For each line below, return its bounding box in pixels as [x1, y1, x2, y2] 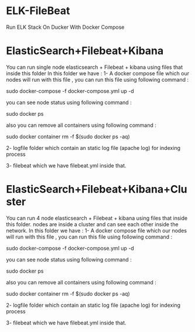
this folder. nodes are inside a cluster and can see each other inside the [6, 220, 179, 227]
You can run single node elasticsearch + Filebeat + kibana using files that [6, 63, 183, 71]
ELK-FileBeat [6, 4, 70, 18]
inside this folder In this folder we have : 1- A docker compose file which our [6, 69, 189, 77]
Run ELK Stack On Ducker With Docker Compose [6, 24, 125, 31]
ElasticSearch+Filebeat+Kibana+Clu [6, 183, 187, 196]
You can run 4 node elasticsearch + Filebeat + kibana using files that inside [6, 214, 188, 222]
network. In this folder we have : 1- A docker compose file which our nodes [6, 227, 187, 234]
